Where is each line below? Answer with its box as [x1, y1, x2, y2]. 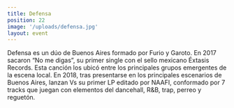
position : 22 [7, 17, 45, 24]
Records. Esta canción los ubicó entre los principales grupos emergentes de [7, 63, 227, 72]
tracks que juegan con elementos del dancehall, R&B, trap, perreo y [7, 86, 202, 94]
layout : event [7, 29, 49, 37]
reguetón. [7, 93, 36, 102]
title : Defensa [7, 10, 52, 17]
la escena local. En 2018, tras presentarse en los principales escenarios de [7, 71, 222, 79]
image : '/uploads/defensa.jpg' [7, 23, 98, 30]
